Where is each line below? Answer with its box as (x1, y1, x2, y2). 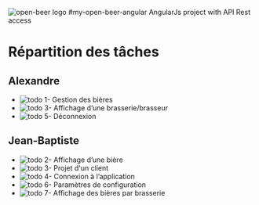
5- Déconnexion (44, 112, 97, 120)
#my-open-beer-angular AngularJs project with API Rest (67, 8, 251, 16)
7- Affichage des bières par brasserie (44, 188, 166, 197)
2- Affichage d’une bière (44, 155, 123, 164)
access (8, 16, 31, 25)
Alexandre (8, 74, 60, 88)
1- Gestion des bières (44, 95, 113, 104)
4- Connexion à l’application (44, 171, 136, 181)
